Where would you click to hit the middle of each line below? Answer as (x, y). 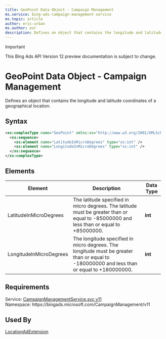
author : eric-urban (25, 24)
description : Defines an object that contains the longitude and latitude (84, 33)
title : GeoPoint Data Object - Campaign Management (59, 10)
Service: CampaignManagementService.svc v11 (54, 299)
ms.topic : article (24, 19)
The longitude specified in (103, 239)
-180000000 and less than (105, 263)
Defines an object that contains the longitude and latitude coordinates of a (81, 100)
